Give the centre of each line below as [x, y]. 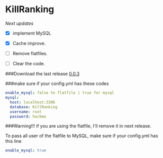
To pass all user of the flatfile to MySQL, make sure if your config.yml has [82, 136]
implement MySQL [32, 33]
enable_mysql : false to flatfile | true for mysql [60, 93]
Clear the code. [29, 64]
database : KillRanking [34, 107]
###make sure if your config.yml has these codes [57, 84]
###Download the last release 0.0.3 [43, 74]
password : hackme [28, 116]
